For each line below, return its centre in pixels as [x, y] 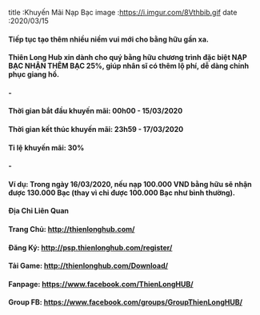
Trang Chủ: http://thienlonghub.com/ [72, 229]
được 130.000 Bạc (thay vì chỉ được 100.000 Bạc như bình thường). [122, 193]
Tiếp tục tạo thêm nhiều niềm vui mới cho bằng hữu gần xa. [109, 39]
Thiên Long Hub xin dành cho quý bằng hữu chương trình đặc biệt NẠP [128, 58]
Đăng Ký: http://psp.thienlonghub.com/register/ [90, 247]
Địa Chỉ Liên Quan [39, 211]
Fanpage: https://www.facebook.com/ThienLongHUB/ [101, 284]
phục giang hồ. [34, 74]
